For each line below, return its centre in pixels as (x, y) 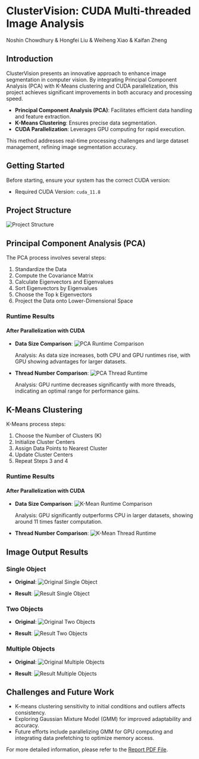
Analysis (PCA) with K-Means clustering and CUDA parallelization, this (92, 86)
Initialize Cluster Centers (45, 442)
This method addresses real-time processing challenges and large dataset (97, 141)
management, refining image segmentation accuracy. (71, 147)
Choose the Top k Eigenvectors (53, 295)
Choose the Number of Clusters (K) (58, 436)
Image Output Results (47, 552)
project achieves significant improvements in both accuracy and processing (99, 92)
